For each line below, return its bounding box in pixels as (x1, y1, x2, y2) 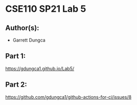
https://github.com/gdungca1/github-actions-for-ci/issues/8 (5, 94, 132, 100)
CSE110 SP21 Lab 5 (5, 3, 86, 15)
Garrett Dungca (12, 37, 46, 43)
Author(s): (5, 24, 39, 32)
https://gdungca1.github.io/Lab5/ (5, 65, 75, 72)
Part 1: (5, 52, 26, 60)
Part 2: (5, 80, 27, 89)
